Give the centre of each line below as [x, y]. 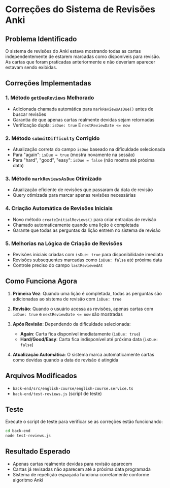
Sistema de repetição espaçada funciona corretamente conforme [81, 474]
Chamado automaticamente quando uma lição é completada [76, 225]
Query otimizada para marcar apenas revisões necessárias [74, 195]
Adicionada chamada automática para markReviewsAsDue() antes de [83, 109]
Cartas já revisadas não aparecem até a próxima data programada [82, 469]
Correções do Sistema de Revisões [80, 9]
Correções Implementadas [48, 83]
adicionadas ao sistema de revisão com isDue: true [67, 299]
